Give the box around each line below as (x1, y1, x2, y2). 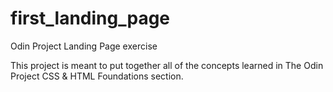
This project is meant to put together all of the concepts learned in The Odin (10, 59, 324, 71)
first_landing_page (10, 7, 171, 30)
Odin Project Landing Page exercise (10, 40, 158, 52)
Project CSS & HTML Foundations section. (10, 70, 184, 82)
